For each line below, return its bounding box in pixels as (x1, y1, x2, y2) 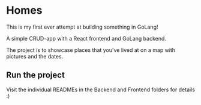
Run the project (6, 70, 65, 81)
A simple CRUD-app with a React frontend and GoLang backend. (6, 35, 167, 42)
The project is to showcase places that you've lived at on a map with (6, 46, 176, 54)
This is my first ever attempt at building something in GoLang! (6, 23, 158, 30)
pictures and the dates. (6, 52, 64, 60)
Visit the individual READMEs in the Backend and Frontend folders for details (6, 86, 195, 93)
